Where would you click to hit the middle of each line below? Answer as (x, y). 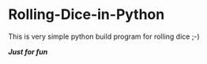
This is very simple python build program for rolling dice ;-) (104, 36)
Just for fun (28, 51)
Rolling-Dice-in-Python (87, 15)
